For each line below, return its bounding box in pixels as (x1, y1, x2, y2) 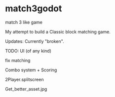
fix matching (5, 57, 31, 63)
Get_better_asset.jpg (5, 86, 47, 92)
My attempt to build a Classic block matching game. (5, 29, 111, 34)
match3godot (5, 3, 62, 14)
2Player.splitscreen (5, 76, 44, 82)
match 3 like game (5, 19, 43, 25)
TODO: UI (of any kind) (5, 48, 52, 54)
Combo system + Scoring (5, 67, 57, 73)
